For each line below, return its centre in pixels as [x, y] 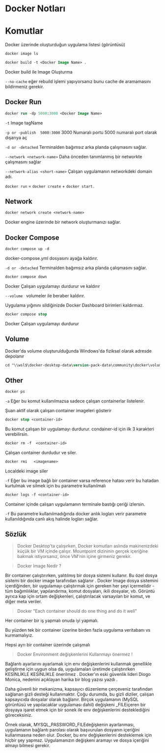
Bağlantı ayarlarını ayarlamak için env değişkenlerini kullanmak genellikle [79, 664]
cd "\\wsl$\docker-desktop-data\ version [47, 365]
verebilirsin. [17, 434]
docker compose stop [26, 314]
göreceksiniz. [19, 715]
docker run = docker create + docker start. [50, 186]
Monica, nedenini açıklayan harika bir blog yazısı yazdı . [61, 680]
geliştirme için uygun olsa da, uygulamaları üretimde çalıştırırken [70, 669]
